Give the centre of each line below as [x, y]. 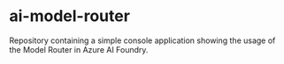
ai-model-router [70, 16]
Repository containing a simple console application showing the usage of [142, 40]
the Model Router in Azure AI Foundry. [79, 49]
